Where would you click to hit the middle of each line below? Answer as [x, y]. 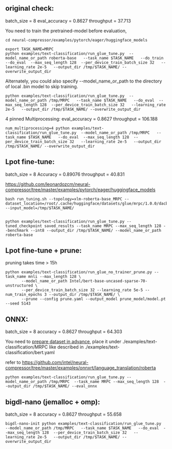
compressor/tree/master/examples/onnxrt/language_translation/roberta [81, 368]
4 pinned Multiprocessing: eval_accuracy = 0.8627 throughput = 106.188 [81, 119]
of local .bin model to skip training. [42, 86]
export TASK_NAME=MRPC [29, 49]
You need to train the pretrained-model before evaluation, [66, 31]
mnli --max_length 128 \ [55, 277]
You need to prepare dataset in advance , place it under [63, 342]
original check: [30, 8]
